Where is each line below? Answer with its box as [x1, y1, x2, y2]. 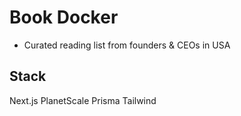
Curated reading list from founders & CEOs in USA [23, 39, 231, 51]
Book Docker [9, 6, 119, 29]
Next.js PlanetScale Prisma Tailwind [9, 94, 157, 106]
